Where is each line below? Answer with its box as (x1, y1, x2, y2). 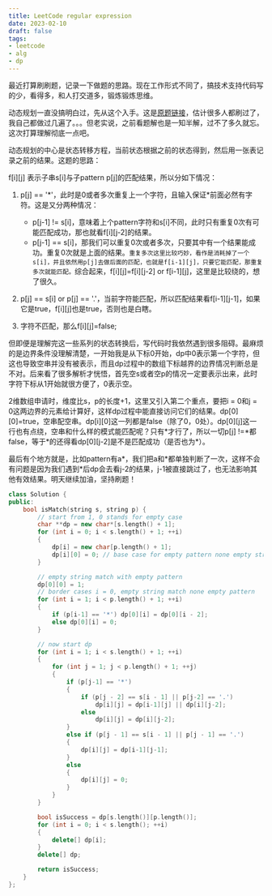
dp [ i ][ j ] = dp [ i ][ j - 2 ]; (95, 715, 176, 724)
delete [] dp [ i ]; (51, 836, 107, 844)
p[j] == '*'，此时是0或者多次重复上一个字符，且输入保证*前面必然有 (19, 190, 246, 199)
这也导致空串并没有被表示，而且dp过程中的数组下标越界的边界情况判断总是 (8, 358, 259, 368)
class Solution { (8, 490, 67, 499)
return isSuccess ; (37, 865, 100, 874)
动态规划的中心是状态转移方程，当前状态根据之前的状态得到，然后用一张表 (8, 145, 257, 155)
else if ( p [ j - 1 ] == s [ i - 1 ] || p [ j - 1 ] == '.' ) (66, 731, 244, 739)
